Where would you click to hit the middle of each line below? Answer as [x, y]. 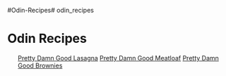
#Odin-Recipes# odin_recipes [50, 10]
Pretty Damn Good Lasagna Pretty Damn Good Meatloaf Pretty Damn [118, 58]
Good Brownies [40, 65]
